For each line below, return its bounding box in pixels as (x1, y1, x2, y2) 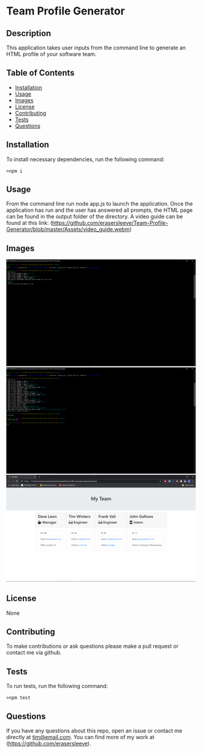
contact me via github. (6, 649, 62, 656)
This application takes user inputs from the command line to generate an (6, 44, 186, 51)
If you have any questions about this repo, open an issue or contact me (6, 727, 182, 734)
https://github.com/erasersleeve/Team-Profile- (52, 220, 168, 227)
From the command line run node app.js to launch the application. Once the (6, 200, 194, 207)
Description (6, 28, 51, 38)
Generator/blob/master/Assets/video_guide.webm (6, 226, 130, 233)
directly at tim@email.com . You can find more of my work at (6, 734, 155, 740)
